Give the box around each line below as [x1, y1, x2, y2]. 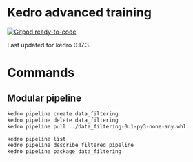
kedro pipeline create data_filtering [7, 110, 119, 117]
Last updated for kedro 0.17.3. [7, 40, 91, 49]
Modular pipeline [7, 92, 81, 104]
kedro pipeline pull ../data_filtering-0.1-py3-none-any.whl [7, 123, 187, 130]
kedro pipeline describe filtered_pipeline [7, 142, 134, 149]
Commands [7, 65, 75, 80]
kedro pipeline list [7, 135, 67, 142]
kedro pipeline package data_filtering [7, 148, 122, 155]
